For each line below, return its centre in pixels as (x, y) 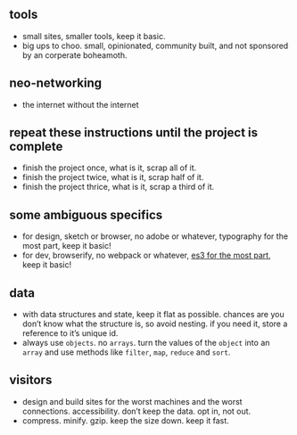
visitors (31, 380)
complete (36, 147)
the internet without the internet (81, 104)
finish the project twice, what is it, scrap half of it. (113, 177)
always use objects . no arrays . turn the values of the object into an (146, 343)
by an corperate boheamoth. (74, 55)
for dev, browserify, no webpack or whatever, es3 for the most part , (146, 255)
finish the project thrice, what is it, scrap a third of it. (118, 187)
